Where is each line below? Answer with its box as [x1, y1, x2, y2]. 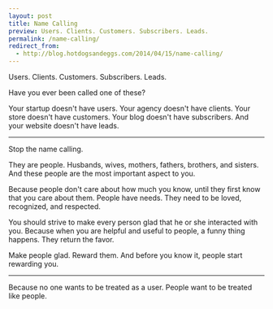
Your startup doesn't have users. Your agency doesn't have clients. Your [8, 103, 250, 113]
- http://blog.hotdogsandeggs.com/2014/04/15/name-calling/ [15, 50, 223, 58]
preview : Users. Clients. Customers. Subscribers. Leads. [8, 27, 209, 35]
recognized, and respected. [8, 202, 102, 211]
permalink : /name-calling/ [8, 34, 100, 43]
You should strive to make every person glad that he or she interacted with [8, 217, 258, 227]
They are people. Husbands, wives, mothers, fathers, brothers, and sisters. [8, 160, 259, 169]
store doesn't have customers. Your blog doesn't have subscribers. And [8, 112, 249, 122]
